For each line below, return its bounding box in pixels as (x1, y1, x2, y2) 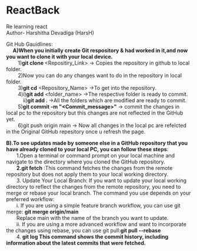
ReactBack (6, 4, 60, 17)
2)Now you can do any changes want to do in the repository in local (17, 72, 182, 79)
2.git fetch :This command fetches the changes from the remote (16, 164, 173, 171)
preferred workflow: (6, 195, 55, 203)
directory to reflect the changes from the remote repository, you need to (6, 183, 181, 190)
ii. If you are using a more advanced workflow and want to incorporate (16, 220, 187, 227)
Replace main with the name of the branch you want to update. (16, 214, 169, 221)
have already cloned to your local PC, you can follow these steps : (6, 145, 169, 153)
